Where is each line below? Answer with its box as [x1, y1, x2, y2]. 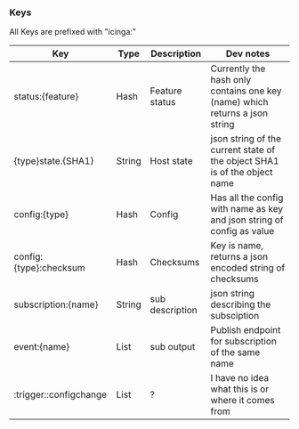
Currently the [210, 62, 266, 75]
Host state [149, 155, 193, 167]
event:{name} [13, 341, 70, 353]
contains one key [210, 85, 282, 97]
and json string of [210, 214, 284, 226]
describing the [210, 298, 271, 311]
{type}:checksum [13, 262, 86, 274]
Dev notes [225, 47, 271, 60]
